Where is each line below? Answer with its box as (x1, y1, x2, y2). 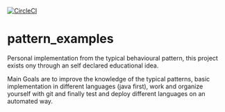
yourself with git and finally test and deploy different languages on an (7, 89, 206, 97)
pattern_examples (7, 31, 114, 47)
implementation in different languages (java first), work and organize (7, 82, 203, 90)
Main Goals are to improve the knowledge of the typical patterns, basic (7, 74, 210, 83)
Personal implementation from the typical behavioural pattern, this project (7, 54, 219, 62)
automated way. (7, 97, 53, 105)
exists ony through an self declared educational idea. (7, 61, 159, 70)
